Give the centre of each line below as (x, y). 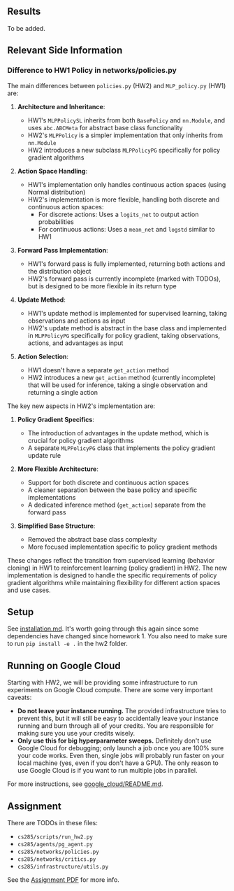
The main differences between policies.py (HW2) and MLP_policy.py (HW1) (117, 85)
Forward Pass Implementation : (63, 250)
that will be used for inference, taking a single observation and (118, 385)
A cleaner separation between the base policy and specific (112, 490)
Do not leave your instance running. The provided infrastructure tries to (122, 711)
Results (24, 12)
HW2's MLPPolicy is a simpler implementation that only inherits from (125, 135)
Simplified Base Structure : (56, 526)
